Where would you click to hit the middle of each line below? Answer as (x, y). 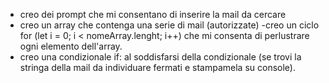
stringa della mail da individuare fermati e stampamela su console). (157, 67)
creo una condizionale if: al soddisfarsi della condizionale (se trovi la (160, 57)
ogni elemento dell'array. (71, 46)
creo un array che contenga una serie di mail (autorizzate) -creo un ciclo (169, 25)
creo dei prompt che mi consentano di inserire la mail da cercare (153, 14)
